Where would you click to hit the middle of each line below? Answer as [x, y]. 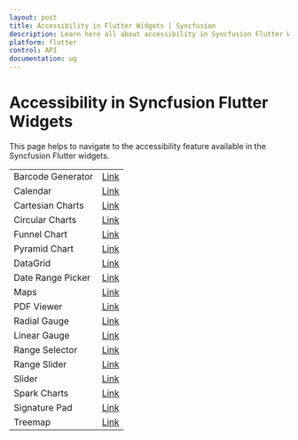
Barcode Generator [54, 176]
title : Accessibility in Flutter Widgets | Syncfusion [113, 26]
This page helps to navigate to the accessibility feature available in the [137, 146]
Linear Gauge [42, 335]
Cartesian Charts [49, 205]
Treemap [32, 421]
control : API [33, 51]
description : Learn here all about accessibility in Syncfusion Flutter [146, 34]
